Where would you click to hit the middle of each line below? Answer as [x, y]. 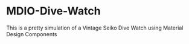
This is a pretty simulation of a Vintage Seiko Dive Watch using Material [95, 28]
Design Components [32, 34]
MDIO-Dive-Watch [53, 11]
